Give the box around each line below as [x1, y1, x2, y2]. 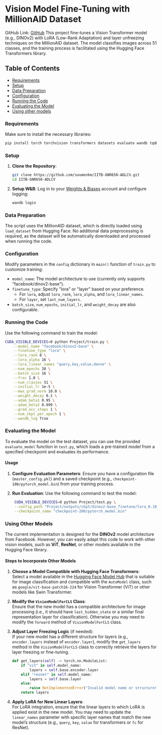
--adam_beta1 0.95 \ [13, 398, 55, 403]
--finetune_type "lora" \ [13, 348, 66, 353]
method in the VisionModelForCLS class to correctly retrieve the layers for [12, 644, 157, 650]
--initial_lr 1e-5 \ [13, 384, 55, 389]
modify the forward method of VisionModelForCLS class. [12, 619, 122, 625]
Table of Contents [5, 64, 60, 73]
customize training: [5, 267, 43, 272]
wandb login [12, 200, 36, 205]
